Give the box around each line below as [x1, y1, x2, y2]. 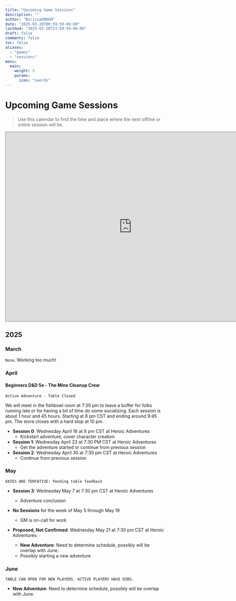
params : [14, 73, 30, 78]
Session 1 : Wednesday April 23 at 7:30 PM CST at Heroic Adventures [12, 439, 156, 445]
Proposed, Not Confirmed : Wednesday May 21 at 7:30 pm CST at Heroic [12, 527, 164, 533]
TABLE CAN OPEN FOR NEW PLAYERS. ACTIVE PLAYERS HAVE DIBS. [5, 577, 135, 582]
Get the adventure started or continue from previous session [20, 444, 146, 450]
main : [10, 64, 22, 69]
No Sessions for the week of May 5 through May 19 [12, 507, 120, 513]
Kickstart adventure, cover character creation [20, 433, 115, 440]
